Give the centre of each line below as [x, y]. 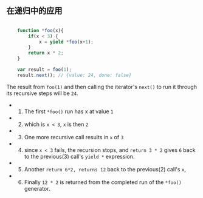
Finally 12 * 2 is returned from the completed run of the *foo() [103, 182]
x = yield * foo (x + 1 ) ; [66, 42]
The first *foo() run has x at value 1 [69, 111]
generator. [37, 188]
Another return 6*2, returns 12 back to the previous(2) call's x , [105, 169]
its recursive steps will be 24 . [42, 93]
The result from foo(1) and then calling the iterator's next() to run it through [102, 87]
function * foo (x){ [40, 30]
